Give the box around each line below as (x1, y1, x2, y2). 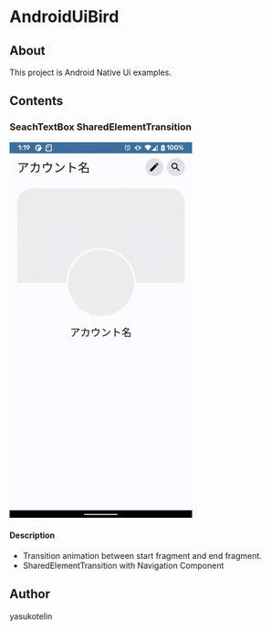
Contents (9, 93, 64, 109)
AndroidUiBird (9, 6, 120, 27)
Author (9, 586, 50, 602)
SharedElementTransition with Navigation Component (22, 560, 224, 571)
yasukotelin (9, 610, 53, 622)
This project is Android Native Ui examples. (9, 67, 172, 78)
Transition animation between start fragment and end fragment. (22, 550, 263, 561)
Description (9, 530, 56, 541)
